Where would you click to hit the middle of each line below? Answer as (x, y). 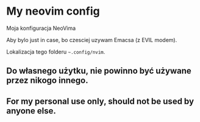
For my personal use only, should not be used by (100, 101)
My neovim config (53, 11)
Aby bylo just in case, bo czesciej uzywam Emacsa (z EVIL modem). (92, 40)
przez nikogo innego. (47, 81)
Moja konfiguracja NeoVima (41, 28)
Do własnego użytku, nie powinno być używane (99, 71)
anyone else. (31, 111)
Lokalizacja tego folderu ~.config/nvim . (56, 52)
